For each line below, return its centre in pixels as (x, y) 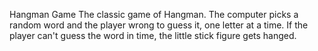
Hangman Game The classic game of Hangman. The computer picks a (154, 14)
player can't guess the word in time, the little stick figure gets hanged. (153, 35)
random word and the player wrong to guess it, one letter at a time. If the (159, 25)
